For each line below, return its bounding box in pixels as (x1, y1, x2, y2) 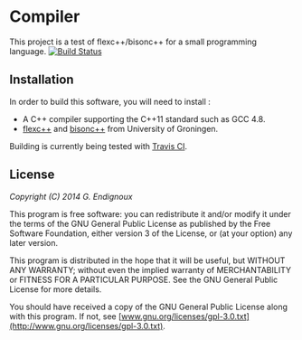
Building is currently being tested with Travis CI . (9, 140, 188, 151)
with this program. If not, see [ (9, 310, 122, 322)
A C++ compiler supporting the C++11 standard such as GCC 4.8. (22, 113, 266, 124)
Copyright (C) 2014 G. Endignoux (9, 191, 133, 202)
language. (9, 45, 47, 56)
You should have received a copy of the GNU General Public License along (9, 301, 288, 312)
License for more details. (9, 283, 102, 295)
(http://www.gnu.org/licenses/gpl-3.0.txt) (9, 320, 164, 331)
